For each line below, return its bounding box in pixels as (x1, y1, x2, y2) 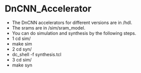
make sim (12, 40, 32, 46)
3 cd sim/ (12, 56, 32, 62)
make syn (12, 62, 32, 68)
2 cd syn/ (12, 46, 32, 52)
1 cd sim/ (12, 35, 31, 41)
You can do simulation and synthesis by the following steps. (12, 30, 136, 36)
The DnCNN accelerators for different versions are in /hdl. (12, 19, 132, 25)
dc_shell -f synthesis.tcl (12, 51, 61, 57)
